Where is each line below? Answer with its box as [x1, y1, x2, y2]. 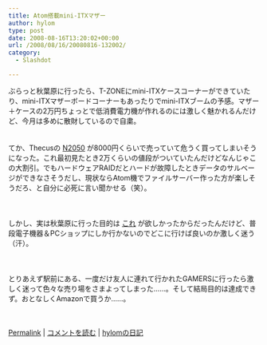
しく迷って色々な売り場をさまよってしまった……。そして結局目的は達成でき [8, 284, 257, 293]
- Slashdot [15, 57, 52, 65]
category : [8, 49, 41, 57]
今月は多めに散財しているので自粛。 [22, 116, 141, 125]
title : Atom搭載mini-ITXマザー [8, 11, 106, 20]
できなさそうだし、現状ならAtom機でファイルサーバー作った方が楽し [22, 172, 249, 182]
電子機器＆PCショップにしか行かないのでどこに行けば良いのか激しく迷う [14, 228, 255, 238]
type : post [8, 26, 45, 34]
